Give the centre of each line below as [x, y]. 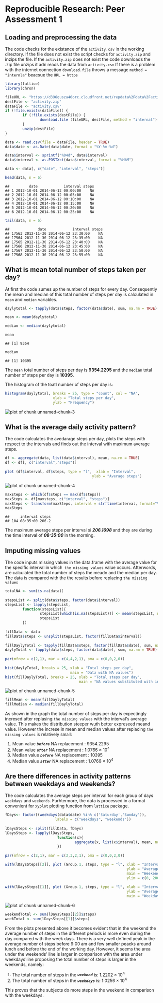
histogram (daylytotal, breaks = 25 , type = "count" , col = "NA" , [72, 393]
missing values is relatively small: [39, 735]
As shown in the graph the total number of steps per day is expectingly [76, 714]
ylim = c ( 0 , [139, 878]
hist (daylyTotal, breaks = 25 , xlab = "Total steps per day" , [69, 668]
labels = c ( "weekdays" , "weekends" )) [93, 819]
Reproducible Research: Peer [65, 9]
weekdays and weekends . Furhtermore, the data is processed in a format [75, 801]
